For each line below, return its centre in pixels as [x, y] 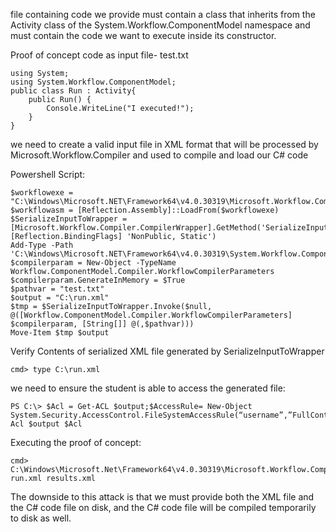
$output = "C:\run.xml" [60, 298]
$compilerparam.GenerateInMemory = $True [98, 280]
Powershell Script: [48, 174]
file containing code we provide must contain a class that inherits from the [163, 14]
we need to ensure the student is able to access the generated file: [148, 388]
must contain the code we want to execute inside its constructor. [143, 35]
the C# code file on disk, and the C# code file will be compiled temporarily [163, 507]
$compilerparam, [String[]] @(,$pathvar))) [102, 324]
